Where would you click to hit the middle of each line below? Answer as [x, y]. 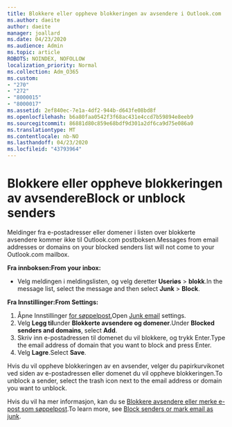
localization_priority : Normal [52, 65]
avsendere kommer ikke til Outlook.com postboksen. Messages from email [113, 240]
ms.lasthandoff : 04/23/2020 [48, 143]
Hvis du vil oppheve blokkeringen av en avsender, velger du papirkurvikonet [116, 366]
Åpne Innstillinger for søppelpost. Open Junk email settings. [101, 315]
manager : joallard [34, 33]
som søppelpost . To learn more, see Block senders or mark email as [117, 409]
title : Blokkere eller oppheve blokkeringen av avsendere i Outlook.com [114, 14]
